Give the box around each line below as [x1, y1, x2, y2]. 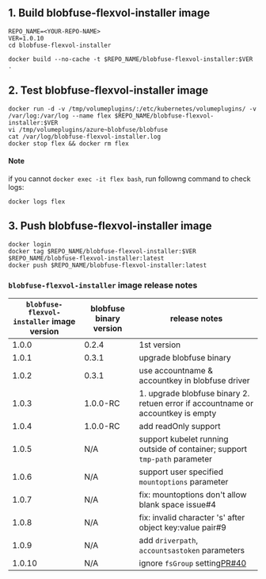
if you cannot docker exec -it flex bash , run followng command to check [8, 174, 251, 183]
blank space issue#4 [139, 499, 216, 510]
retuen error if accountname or [139, 397, 254, 408]
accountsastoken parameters [139, 544, 245, 555]
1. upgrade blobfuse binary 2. [139, 388, 250, 399]
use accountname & [139, 365, 214, 376]
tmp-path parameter [139, 453, 212, 464]
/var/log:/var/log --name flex [8, 111, 112, 120]
